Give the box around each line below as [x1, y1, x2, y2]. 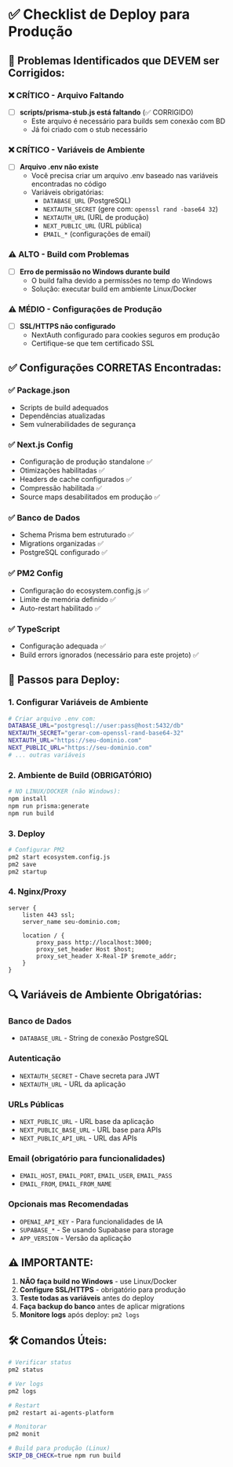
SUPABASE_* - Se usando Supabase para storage [19, 1224, 174, 1234]
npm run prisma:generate [8, 802, 89, 810]
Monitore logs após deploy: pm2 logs [19, 1310, 140, 1319]
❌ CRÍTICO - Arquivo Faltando [8, 89, 124, 100]
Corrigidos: [8, 66, 65, 79]
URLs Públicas [8, 1099, 64, 1110]
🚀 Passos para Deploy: [8, 673, 120, 687]
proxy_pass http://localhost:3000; [36, 938, 153, 947]
